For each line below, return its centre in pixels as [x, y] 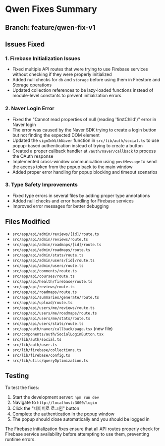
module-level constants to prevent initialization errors [67, 96]
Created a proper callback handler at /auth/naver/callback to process [84, 151]
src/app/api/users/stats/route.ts [48, 323]
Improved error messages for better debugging [60, 206]
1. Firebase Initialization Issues [43, 58]
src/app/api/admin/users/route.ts [48, 266]
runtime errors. [20, 440]
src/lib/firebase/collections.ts [47, 350]
